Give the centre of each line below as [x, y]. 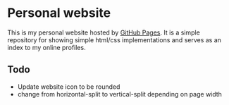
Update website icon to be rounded [69, 87]
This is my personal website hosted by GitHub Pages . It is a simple [104, 32]
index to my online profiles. [47, 47]
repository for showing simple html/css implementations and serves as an [114, 39]
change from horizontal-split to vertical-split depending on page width [119, 94]
